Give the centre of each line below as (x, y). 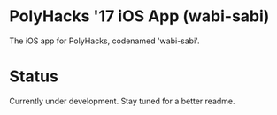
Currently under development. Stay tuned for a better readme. (123, 101)
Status (34, 77)
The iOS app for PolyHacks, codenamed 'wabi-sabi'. (105, 41)
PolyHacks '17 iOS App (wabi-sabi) (139, 16)
